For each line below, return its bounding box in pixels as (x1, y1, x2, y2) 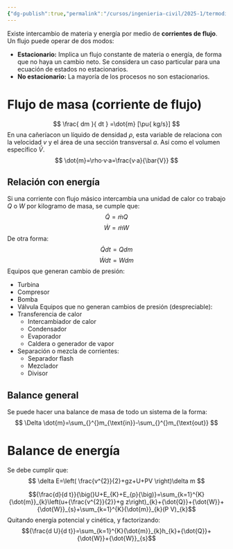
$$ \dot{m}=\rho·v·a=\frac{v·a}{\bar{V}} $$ (54, 156, 179, 164)
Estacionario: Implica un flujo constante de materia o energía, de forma (17, 50, 222, 58)
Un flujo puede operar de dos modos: (7, 36, 114, 45)
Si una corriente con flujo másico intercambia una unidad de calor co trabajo (7, 195, 226, 203)
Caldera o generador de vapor (27, 340, 114, 348)
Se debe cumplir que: (7, 466, 69, 475)
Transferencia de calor (17, 310, 83, 318)
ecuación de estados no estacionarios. (17, 65, 128, 73)
